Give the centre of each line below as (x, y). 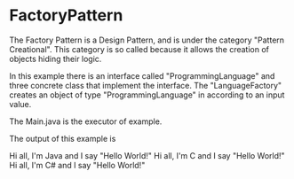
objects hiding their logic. (56, 58)
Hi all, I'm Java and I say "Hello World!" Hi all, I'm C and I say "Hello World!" (147, 155)
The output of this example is (63, 138)
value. (20, 104)
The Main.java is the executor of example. (86, 121)
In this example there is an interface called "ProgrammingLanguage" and (142, 75)
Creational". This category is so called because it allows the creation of (139, 49)
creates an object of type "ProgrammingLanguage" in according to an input (147, 95)
